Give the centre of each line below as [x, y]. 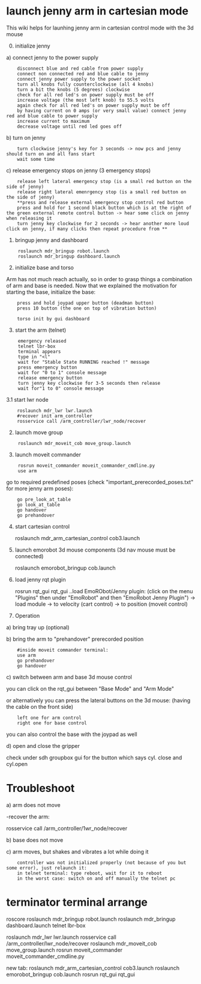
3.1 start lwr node [28, 399]
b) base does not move [35, 840]
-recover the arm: [28, 817]
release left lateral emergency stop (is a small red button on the [104, 181]
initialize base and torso [44, 267]
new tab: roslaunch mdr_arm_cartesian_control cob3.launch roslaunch [93, 968]
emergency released [42, 341]
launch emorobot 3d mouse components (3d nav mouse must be [95, 550]
